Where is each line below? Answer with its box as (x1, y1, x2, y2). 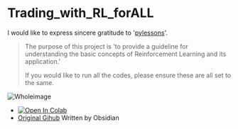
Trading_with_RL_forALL (7, 5, 154, 21)
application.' (24, 57, 61, 65)
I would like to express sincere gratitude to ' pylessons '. (7, 28, 168, 37)
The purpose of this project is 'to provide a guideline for (24, 42, 188, 50)
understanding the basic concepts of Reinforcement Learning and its (24, 50, 227, 58)
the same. (24, 78, 55, 86)
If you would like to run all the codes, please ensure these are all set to (24, 71, 232, 79)
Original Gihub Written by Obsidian (17, 113, 119, 122)
